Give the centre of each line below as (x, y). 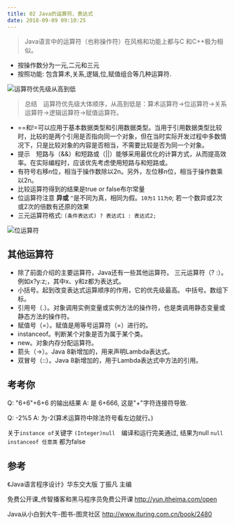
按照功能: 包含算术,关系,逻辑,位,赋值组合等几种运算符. (94, 74)
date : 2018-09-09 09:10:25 (47, 20)
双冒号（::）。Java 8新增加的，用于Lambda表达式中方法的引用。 (109, 361)
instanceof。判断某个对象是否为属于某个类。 (82, 334)
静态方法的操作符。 (45, 316)
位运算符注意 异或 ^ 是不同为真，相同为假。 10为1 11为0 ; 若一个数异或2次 (120, 197)
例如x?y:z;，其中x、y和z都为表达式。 (71, 281)
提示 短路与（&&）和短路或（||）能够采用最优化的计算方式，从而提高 (119, 154)
